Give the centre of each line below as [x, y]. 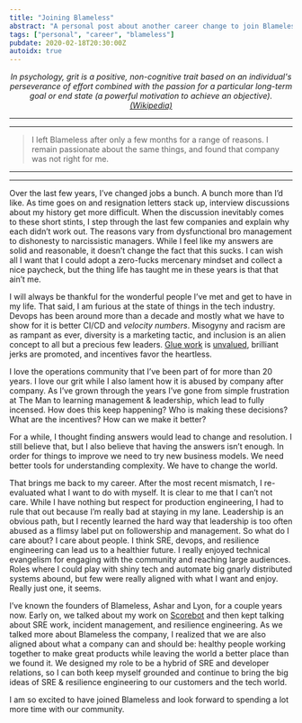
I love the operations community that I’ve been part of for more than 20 [141, 372]
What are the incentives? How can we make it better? [108, 420]
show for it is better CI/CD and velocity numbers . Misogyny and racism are [147, 326]
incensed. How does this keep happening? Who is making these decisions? [149, 410]
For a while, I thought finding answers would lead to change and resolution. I [151, 437]
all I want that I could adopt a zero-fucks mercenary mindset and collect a [146, 260]
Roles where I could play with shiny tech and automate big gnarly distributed [151, 569]
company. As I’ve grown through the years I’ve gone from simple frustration [149, 391]
